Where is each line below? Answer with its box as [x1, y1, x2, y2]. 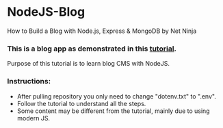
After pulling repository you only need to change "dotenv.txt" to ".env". [16, 92, 217, 100]
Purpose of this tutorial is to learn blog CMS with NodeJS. [7, 60, 170, 68]
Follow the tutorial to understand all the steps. [16, 99, 146, 107]
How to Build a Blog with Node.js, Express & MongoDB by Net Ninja [7, 27, 197, 35]
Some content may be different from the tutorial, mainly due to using [16, 107, 210, 115]
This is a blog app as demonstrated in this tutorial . [7, 44, 176, 53]
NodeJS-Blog [7, 4, 86, 20]
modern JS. [16, 114, 50, 122]
